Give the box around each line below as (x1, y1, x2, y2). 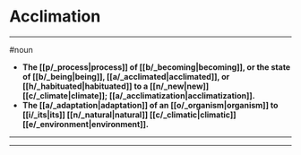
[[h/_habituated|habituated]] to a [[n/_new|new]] (21, 81, 210, 91)
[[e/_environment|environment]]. (21, 118, 150, 129)
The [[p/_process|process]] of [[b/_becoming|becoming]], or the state (21, 61, 291, 73)
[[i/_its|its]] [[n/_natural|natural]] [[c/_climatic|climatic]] (21, 109, 236, 120)
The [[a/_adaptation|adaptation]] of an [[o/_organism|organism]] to (21, 99, 279, 110)
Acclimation (9, 6, 101, 27)
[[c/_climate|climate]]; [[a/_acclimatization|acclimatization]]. (21, 90, 255, 100)
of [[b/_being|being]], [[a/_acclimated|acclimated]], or (21, 71, 230, 82)
